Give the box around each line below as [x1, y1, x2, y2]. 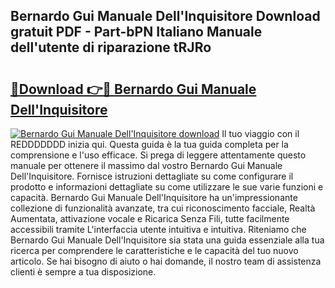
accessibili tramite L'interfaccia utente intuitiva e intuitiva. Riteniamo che [10, 224, 307, 235]
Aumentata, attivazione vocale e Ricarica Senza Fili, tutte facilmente [10, 213, 290, 224]
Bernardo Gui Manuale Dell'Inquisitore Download [10, 8, 321, 25]
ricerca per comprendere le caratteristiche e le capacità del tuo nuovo [10, 245, 299, 256]
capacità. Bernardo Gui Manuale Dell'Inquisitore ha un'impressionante [10, 192, 298, 203]
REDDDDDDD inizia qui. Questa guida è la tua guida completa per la [10, 139, 289, 150]
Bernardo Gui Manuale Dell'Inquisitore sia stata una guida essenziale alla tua [10, 234, 325, 246]
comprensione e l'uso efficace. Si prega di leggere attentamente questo [10, 149, 307, 161]
